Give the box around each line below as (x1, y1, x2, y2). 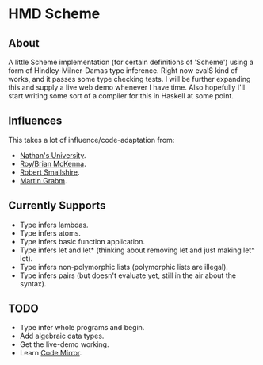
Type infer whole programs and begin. (19, 323, 145, 332)
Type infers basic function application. (19, 236, 145, 246)
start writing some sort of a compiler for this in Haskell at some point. (8, 91, 234, 100)
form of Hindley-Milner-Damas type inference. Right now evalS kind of (8, 66, 238, 75)
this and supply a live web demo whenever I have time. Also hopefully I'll (8, 83, 246, 92)
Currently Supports (8, 199, 106, 213)
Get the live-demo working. (19, 340, 109, 349)
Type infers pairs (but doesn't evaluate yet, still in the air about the (19, 271, 236, 280)
